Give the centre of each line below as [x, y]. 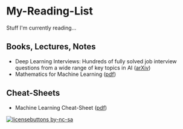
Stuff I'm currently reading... [41, 28]
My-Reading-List [50, 11]
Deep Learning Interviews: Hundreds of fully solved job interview [96, 61]
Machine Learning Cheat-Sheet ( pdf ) [61, 107]
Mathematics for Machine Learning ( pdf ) [66, 74]
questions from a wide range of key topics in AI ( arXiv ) [83, 68]
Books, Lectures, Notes [51, 47]
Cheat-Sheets [33, 93]
